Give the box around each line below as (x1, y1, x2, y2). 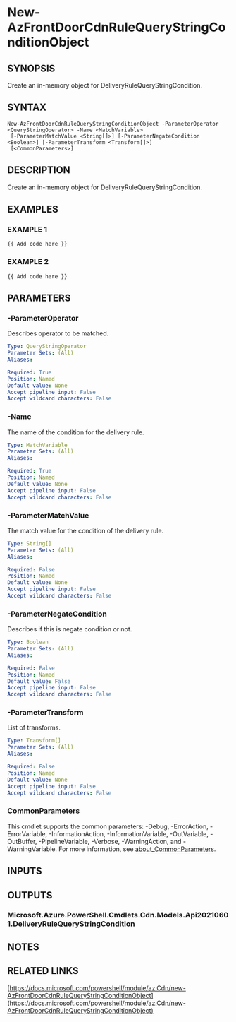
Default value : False (7, 677, 71, 685)
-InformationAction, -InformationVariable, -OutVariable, (49, 829, 209, 838)
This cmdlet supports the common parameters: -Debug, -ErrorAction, (7, 822, 209, 831)
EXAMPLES (7, 203, 58, 215)
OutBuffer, (7, 837, 37, 845)
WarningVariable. (7, 845, 58, 853)
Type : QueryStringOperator (7, 343, 87, 350)
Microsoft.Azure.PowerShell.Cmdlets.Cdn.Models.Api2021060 (7, 910, 229, 920)
